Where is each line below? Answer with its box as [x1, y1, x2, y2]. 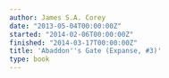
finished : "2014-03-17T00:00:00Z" [9, 38, 139, 48]
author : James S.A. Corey [9, 13, 106, 22]
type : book [9, 55, 50, 64]
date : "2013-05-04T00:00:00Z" [9, 22, 123, 30]
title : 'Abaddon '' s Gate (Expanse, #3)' [9, 47, 163, 56]
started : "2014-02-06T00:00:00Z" [9, 30, 134, 39]
